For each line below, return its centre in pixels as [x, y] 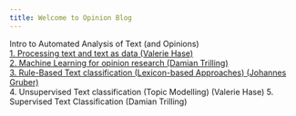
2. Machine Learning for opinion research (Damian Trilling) [119, 63]
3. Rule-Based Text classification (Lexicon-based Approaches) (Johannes [148, 72]
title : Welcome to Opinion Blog [71, 18]
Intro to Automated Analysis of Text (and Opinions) [104, 43]
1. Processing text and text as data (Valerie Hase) [102, 53]
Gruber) [24, 82]
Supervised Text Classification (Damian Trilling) [98, 101]
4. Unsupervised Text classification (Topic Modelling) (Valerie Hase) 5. [142, 92]
